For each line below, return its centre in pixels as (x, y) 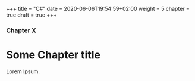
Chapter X (21, 30)
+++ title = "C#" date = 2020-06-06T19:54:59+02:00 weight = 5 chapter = (98, 9)
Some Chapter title (54, 55)
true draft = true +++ (32, 15)
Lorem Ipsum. (23, 71)
